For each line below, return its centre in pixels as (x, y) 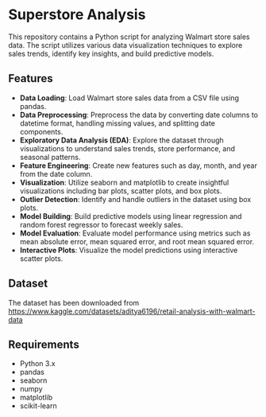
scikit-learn (38, 406)
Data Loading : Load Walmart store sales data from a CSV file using (129, 98)
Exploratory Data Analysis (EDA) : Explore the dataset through (121, 140)
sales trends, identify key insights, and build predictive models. (111, 53)
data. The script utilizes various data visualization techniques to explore (125, 45)
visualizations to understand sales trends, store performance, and (127, 148)
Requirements (44, 344)
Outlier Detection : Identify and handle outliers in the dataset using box (135, 199)
